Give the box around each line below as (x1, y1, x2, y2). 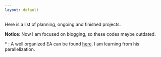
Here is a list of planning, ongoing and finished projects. (5, 21, 121, 27)
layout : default (5, 7, 39, 13)
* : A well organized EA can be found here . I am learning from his (5, 41, 140, 47)
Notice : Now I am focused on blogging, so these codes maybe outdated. (5, 31, 156, 37)
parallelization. (5, 46, 35, 52)
